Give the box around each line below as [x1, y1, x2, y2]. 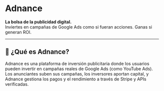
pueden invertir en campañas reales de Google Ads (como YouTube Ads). [5, 66, 153, 72]
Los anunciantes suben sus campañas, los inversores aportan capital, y [5, 71, 149, 76]
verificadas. [5, 81, 29, 87]
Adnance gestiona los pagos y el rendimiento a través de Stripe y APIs [5, 76, 146, 82]
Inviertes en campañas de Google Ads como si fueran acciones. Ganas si [5, 24, 152, 30]
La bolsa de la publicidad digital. [5, 19, 72, 25]
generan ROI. [5, 29, 32, 35]
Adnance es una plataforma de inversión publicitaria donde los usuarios [5, 61, 150, 66]
